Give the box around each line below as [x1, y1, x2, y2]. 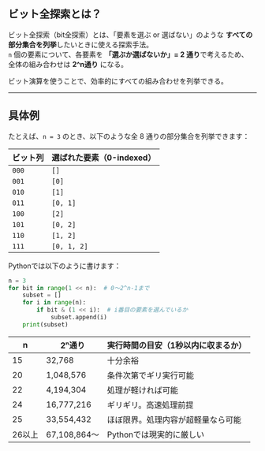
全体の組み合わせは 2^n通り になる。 [8, 59, 129, 69]
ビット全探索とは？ [8, 7, 102, 21]
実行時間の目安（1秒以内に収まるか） [106, 340, 247, 351]
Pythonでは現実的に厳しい [106, 429, 205, 440]
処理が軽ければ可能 [106, 385, 179, 396]
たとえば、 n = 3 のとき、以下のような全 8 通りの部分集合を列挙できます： [8, 131, 250, 140]
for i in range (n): [22, 299, 87, 307]
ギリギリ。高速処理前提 [106, 399, 194, 410]
